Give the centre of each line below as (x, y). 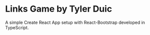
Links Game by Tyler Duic (59, 9)
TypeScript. (17, 27)
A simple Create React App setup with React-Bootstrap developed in (75, 22)
